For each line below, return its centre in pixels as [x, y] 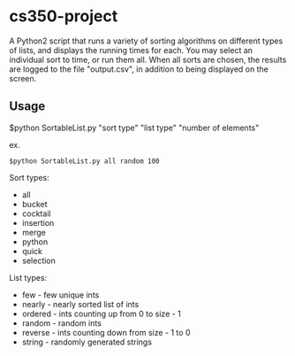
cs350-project [64, 16]
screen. [23, 78]
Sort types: [30, 177]
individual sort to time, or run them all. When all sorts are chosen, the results [148, 59]
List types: [28, 277]
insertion [38, 222]
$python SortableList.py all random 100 [85, 161]
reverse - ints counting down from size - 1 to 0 [106, 332]
